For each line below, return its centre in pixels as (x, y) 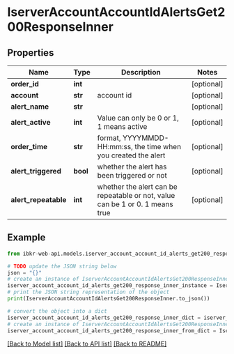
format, (109, 138)
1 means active (122, 126)
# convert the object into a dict (57, 311)
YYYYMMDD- (146, 138)
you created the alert (131, 155)
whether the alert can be (137, 187)
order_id (25, 84)
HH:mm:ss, (115, 147)
